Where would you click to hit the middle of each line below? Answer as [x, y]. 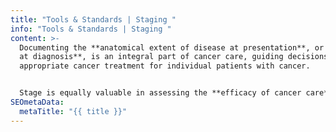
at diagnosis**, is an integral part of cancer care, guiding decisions [174, 57]
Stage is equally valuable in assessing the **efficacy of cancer [160, 93]
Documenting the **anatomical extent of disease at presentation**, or [172, 47]
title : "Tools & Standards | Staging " [93, 19]
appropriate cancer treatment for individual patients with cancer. [165, 66]
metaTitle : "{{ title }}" [73, 111]
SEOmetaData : [37, 102]
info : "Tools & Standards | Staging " [91, 29]
